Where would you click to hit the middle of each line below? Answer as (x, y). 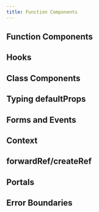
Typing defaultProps (46, 99)
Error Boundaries (39, 203)
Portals (20, 182)
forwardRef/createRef (49, 162)
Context (22, 140)
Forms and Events (41, 120)
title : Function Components (42, 12)
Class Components (43, 78)
